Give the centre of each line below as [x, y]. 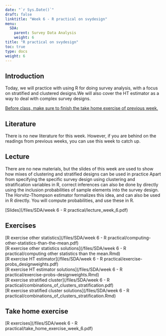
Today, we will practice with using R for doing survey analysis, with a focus [82, 88]
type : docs [16, 51]
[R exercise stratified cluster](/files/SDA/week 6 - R [57, 280]
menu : [11, 24]
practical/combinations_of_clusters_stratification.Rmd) [60, 296]
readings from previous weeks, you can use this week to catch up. [73, 141]
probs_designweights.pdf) [32, 264]
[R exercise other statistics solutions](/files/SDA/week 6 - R [66, 248]
